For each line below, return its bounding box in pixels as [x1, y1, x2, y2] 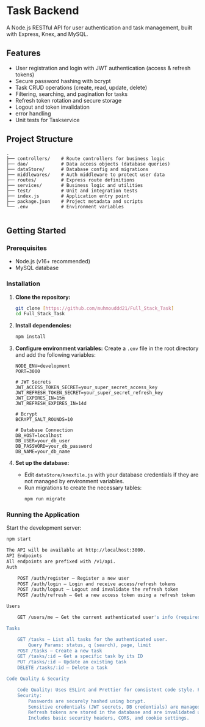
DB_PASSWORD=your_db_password [15, 444, 93, 450]
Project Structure [6, 134, 73, 144]
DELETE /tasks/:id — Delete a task [17, 665, 108, 671]
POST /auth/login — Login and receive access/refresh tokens [17, 581, 176, 587]
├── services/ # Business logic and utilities [6, 182, 143, 188]
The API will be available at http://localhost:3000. [6, 547, 146, 553]
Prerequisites [6, 244, 47, 252]
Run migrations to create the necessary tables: [24, 484, 142, 492]
